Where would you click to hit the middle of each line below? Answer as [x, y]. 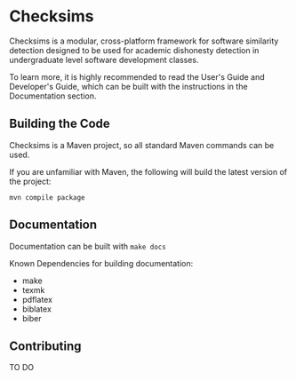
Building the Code [60, 124]
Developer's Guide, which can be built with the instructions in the [128, 86]
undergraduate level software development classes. [104, 59]
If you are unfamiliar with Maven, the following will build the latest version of [148, 171]
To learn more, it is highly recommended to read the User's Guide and [137, 76]
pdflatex [37, 299]
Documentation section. [53, 96]
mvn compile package [48, 197]
